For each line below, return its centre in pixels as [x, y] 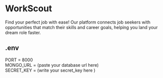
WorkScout [29, 9]
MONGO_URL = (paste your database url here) [52, 65]
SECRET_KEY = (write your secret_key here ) [50, 70]
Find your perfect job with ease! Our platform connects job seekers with [78, 22]
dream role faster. [23, 32]
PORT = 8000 [19, 60]
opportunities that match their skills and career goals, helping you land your [81, 27]
